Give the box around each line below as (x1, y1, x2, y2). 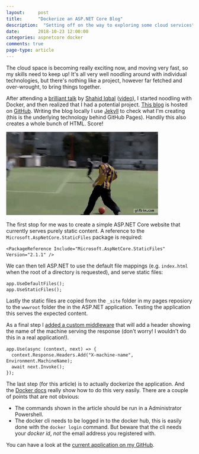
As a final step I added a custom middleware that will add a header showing (6, 321, 191, 328)
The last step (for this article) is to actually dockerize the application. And (6, 380, 185, 387)
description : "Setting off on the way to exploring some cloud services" (6, 22, 195, 28)
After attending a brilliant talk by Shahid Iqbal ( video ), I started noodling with (6, 94, 192, 102)
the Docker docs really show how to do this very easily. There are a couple (6, 386, 188, 393)
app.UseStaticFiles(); (6, 286, 62, 292)
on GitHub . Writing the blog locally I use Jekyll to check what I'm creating (6, 107, 185, 114)
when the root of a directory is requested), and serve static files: (6, 268, 163, 276)
